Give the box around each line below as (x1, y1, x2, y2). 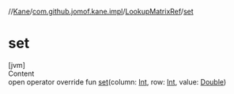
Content (8, 69, 35, 78)
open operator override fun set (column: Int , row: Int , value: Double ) (8, 77, 227, 86)
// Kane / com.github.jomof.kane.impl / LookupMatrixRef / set (8, 7, 194, 16)
